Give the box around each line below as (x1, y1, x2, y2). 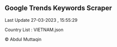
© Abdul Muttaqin (4, 36, 42, 42)
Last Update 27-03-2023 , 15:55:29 (4, 17, 78, 23)
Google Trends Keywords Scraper (4, 4, 112, 12)
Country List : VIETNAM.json (4, 27, 63, 33)
